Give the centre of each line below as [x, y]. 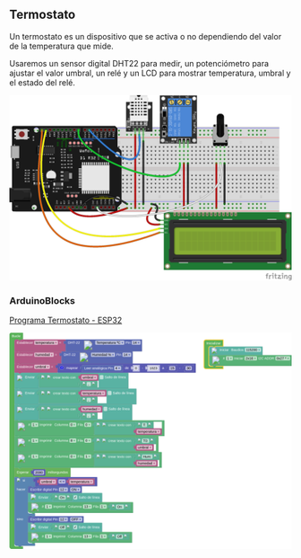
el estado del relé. [43, 82]
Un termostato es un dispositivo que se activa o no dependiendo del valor [146, 36]
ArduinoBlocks [43, 300]
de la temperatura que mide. [61, 46]
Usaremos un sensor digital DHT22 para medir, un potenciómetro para [139, 63]
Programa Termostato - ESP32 [66, 320]
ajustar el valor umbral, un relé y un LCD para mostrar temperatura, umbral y [150, 73]
